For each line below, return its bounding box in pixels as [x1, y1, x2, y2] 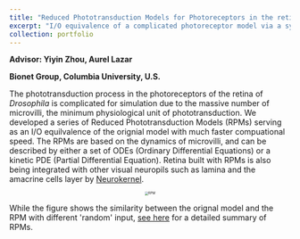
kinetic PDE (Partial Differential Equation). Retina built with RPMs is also [9, 155, 271, 166]
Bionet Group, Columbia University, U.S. [9, 71, 161, 82]
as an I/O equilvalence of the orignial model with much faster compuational [9, 127, 286, 137]
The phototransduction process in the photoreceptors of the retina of [9, 88, 263, 99]
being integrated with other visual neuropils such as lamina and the [9, 164, 256, 175]
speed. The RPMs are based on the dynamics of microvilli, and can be [9, 136, 267, 147]
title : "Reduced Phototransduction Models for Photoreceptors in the [9, 12, 274, 22]
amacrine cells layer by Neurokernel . [9, 174, 145, 185]
